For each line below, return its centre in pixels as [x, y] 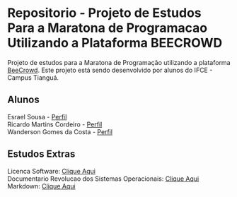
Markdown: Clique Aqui [41, 186]
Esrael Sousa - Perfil [37, 117]
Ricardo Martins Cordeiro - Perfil [55, 124]
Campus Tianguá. [33, 77]
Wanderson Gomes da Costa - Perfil [60, 131]
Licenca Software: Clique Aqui [51, 171]
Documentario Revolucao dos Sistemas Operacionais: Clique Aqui [103, 179]
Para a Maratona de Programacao [107, 28]
